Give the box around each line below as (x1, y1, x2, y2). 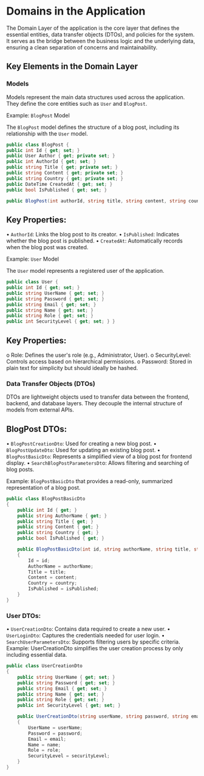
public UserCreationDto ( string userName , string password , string (17, 713, 189, 719)
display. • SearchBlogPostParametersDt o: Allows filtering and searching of (6, 459, 189, 467)
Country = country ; (28, 580, 78, 586)
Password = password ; (28, 730, 83, 737)
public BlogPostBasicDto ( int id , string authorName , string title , (17, 546, 191, 552)
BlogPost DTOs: (6, 424, 67, 434)
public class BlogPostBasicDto (6, 496, 86, 502)
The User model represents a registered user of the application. (6, 267, 165, 275)
